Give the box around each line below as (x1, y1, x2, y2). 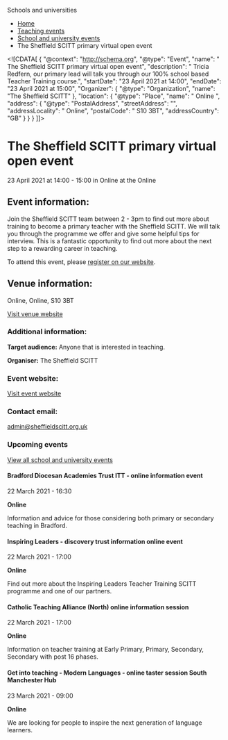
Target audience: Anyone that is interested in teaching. (7, 343, 165, 351)
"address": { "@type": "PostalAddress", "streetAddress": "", (7, 99, 178, 107)
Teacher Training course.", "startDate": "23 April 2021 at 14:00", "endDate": (7, 77, 222, 85)
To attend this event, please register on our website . (7, 257, 156, 266)
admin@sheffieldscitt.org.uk (7, 422, 88, 431)
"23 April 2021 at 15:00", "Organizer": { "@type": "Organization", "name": (7, 85, 216, 92)
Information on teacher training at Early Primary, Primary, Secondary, (7, 646, 204, 654)
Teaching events (17, 27, 65, 35)
